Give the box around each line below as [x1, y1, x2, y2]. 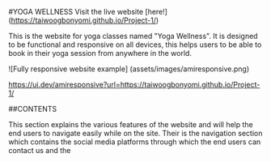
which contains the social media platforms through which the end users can [8, 137, 261, 147]
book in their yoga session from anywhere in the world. [8, 49, 193, 58]
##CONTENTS [8, 104, 57, 113]
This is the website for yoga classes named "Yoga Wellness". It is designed [8, 32, 258, 40]
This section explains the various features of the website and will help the [8, 120, 253, 129]
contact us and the [8, 146, 71, 155]
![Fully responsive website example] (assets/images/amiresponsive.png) [8, 64, 249, 74]
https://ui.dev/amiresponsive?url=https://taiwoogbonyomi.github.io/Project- [8, 80, 260, 89]
